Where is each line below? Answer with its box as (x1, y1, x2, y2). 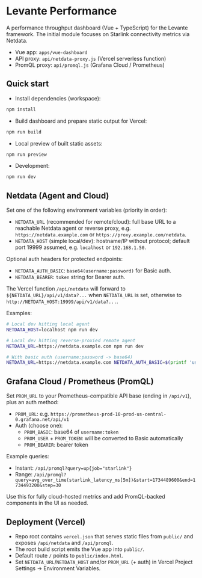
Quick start (6, 79, 49, 89)
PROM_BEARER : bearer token (23, 441, 89, 449)
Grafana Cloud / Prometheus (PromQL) (6, 376, 155, 386)
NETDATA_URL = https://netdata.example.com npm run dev (6, 343, 144, 349)
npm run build (6, 129, 42, 135)
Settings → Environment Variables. (14, 564, 101, 572)
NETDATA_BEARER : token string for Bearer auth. (14, 274, 126, 281)
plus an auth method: (6, 399, 59, 406)
